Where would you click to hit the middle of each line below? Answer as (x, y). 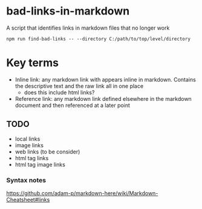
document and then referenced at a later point (72, 105)
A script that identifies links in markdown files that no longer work (88, 28)
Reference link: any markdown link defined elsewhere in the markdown (103, 98)
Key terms (33, 63)
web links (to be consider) (47, 152)
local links (28, 139)
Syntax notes (26, 180)
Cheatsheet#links (28, 199)
